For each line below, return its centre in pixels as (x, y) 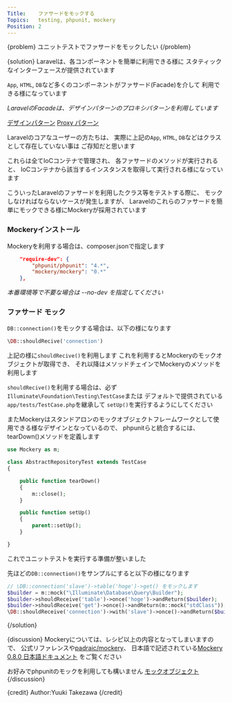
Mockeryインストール (44, 230)
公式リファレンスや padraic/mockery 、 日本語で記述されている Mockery (122, 648)
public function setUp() (55, 513)
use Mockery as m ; (33, 450)
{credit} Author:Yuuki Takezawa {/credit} (65, 693)
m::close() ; (49, 494)
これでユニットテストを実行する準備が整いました (77, 558)
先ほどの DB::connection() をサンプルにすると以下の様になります (98, 573)
